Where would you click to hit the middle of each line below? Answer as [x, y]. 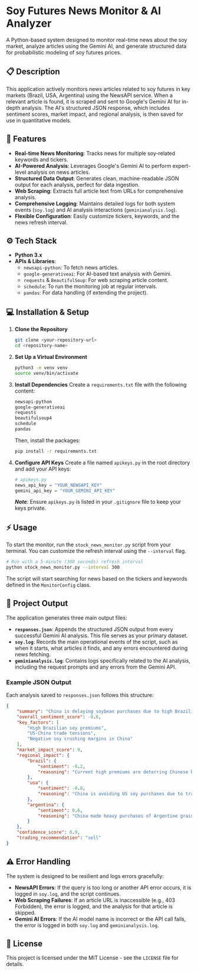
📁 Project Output [37, 603]
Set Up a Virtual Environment [51, 357]
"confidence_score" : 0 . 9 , [49, 832]
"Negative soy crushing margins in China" [80, 739]
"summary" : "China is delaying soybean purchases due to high [95, 711]
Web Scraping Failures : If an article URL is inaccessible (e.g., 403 [95, 900]
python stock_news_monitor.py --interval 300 [63, 568]
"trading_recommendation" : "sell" [59, 838]
